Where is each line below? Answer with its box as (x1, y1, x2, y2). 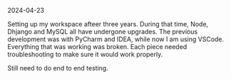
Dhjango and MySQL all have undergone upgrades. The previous (7, 28, 198, 36)
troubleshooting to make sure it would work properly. (7, 50, 163, 58)
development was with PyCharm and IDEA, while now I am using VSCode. (7, 35, 225, 43)
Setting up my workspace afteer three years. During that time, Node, (7, 20, 209, 28)
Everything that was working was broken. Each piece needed (7, 43, 188, 51)
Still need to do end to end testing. (7, 64, 108, 72)
